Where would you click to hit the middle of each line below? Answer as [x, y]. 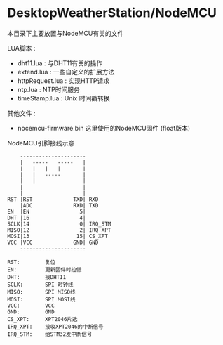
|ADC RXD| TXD [59, 205]
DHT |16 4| [47, 218]
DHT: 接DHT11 [37, 277]
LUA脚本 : [21, 48]
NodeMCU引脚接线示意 [41, 143]
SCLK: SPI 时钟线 [40, 285]
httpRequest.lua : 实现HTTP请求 [63, 80]
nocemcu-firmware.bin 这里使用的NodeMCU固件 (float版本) [104, 128]
